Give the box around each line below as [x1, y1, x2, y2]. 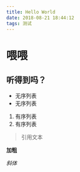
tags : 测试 [6, 20, 32, 26]
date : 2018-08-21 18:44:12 [6, 15, 75, 21]
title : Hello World [6, 9, 56, 15]
